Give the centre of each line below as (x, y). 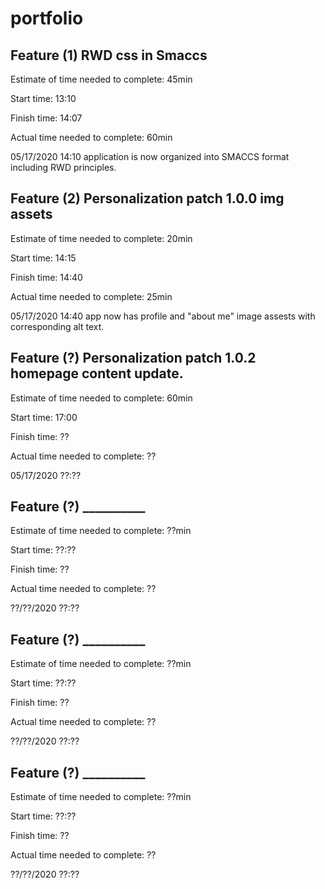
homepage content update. (97, 373)
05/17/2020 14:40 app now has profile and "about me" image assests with (163, 316)
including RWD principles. (63, 167)
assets (31, 214)
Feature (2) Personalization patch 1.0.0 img (147, 198)
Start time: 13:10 (43, 98)
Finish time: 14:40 (46, 277)
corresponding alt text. (57, 326)
